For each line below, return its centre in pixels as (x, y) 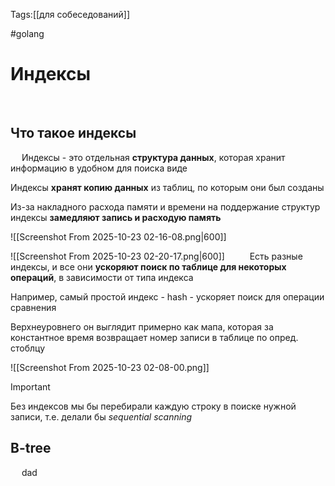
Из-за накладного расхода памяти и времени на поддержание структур (165, 206)
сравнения (33, 307)
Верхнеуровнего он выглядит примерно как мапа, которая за (142, 326)
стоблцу (28, 348)
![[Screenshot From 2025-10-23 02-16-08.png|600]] (118, 236)
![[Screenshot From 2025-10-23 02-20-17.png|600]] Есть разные (156, 256)
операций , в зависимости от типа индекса (102, 277)
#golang (27, 33)
